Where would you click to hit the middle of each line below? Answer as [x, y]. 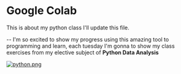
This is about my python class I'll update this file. [68, 28]
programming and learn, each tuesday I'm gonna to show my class [90, 46]
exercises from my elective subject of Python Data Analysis [83, 52]
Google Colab [42, 11]
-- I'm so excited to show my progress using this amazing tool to [88, 39]
